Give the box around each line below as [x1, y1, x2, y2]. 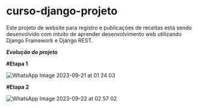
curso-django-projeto [6, 4, 118, 18]
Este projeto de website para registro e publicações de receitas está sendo [6, 24, 193, 31]
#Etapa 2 [6, 83, 29, 91]
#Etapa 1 [6, 60, 28, 67]
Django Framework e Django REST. [6, 37, 93, 44]
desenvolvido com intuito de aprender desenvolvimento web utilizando [6, 30, 182, 37]
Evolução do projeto [6, 48, 58, 55]
